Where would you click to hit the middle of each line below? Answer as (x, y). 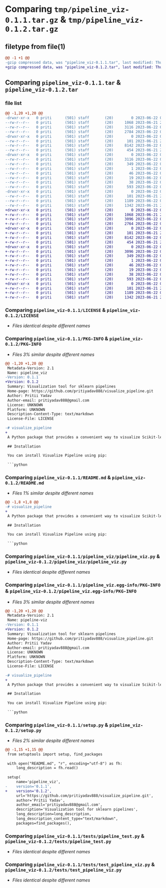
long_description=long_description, (54, 814)
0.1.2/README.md (25, 483)
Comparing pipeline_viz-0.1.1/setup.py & (57, 725)
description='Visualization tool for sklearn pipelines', (77, 810)
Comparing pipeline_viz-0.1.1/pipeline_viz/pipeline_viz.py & (83, 556)
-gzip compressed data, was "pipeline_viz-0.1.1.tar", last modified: (79, 62)
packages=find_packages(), (44, 823)
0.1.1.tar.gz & (36, 20)
